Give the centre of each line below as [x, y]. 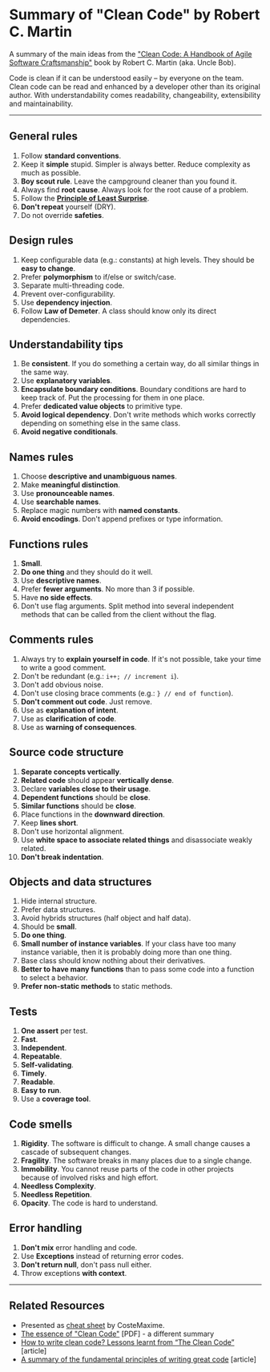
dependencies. [45, 319]
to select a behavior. [54, 978]
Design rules [42, 241]
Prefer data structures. [58, 910]
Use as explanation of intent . [69, 710]
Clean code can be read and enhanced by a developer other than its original [135, 87]
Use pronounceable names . [68, 494]
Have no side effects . [56, 597]
